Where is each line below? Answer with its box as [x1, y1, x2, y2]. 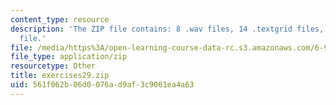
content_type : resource [10, 14, 110, 25]
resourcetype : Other [10, 61, 97, 71]
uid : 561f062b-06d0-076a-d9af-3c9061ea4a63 [10, 80, 195, 90]
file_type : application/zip [10, 52, 128, 62]
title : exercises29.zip [10, 71, 110, 81]
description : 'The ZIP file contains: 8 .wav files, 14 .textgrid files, [10, 24, 325, 34]
